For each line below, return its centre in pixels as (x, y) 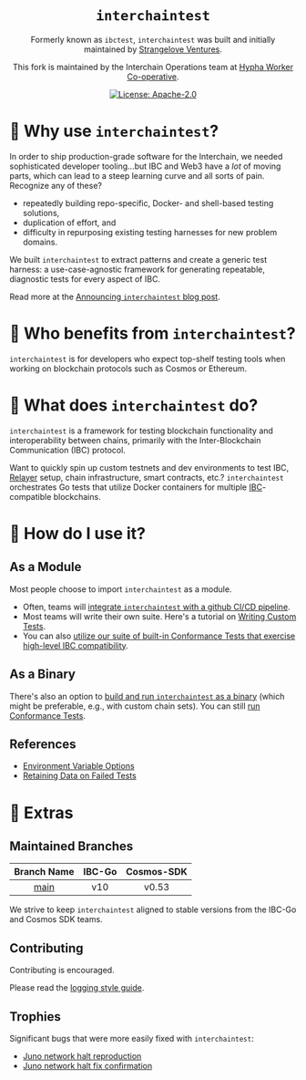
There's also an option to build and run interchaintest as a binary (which (147, 696)
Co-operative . (153, 77)
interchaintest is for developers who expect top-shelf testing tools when (148, 358)
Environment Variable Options (78, 766)
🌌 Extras (41, 812)
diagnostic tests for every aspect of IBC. (85, 279)
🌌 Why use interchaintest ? (114, 131)
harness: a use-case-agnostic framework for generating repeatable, (138, 269)
